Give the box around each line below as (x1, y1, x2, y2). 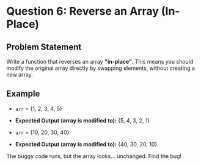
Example (6, 89, 40, 99)
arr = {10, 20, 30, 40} (15, 129, 70, 136)
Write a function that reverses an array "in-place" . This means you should (6, 58, 194, 65)
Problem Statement (6, 42, 82, 52)
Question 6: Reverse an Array (6, 4, 159, 18)
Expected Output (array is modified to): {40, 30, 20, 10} (15, 140, 158, 148)
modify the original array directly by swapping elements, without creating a (6, 64, 196, 72)
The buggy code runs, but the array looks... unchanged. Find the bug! (6, 152, 182, 160)
